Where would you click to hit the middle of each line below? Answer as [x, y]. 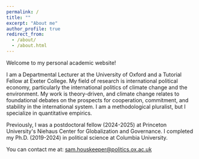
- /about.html [29, 46]
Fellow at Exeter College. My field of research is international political [92, 81]
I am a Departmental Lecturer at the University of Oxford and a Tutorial [94, 74]
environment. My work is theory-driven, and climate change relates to [93, 94]
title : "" [19, 18]
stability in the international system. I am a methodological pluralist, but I [96, 106]
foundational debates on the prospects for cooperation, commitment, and [97, 100]
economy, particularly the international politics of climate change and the [97, 87]
